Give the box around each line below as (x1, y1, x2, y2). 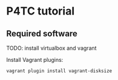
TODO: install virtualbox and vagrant (6, 44, 97, 52)
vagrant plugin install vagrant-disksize (6, 68, 113, 74)
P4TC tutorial (6, 4, 75, 18)
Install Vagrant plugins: (6, 56, 64, 63)
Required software (6, 28, 77, 39)
